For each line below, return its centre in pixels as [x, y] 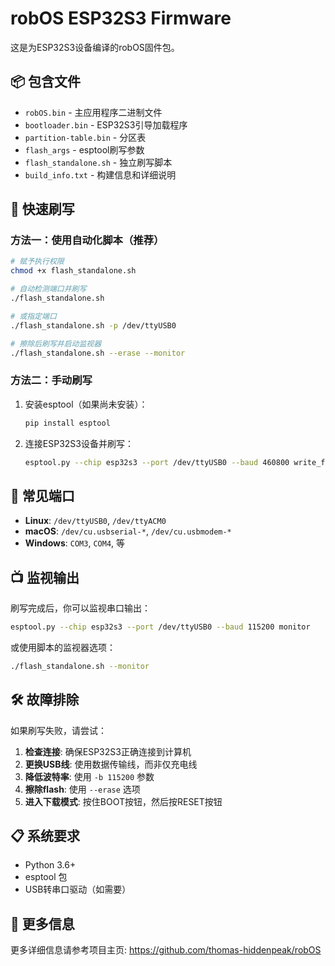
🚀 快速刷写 [42, 209]
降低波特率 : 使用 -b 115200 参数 [89, 776]
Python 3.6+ [50, 865]
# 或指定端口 [33, 316]
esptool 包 [46, 877]
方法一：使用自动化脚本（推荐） [87, 240]
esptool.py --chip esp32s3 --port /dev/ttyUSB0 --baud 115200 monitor [160, 627]
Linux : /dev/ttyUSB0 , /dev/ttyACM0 [95, 521]
